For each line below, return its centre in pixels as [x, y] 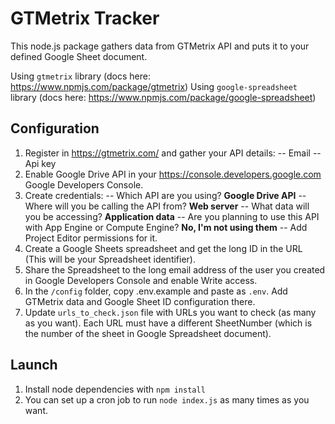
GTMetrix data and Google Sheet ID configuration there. [140, 301]
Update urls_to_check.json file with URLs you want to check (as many [170, 312]
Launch [34, 365]
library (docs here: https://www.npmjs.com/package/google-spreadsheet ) [163, 97]
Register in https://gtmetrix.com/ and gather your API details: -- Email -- [173, 153]
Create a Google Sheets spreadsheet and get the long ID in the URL [163, 248]
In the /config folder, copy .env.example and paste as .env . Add [156, 291]
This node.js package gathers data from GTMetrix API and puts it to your [160, 46]
